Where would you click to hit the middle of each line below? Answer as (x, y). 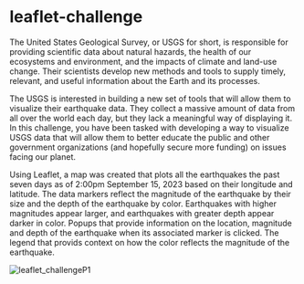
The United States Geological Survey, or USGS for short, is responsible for (149, 42)
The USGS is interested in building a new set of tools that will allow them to (150, 99)
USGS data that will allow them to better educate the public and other (140, 137)
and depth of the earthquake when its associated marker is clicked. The (144, 232)
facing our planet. (42, 156)
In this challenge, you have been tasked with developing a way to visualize (149, 127)
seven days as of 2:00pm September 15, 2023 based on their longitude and (152, 184)
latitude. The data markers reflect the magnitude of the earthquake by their (151, 194)
